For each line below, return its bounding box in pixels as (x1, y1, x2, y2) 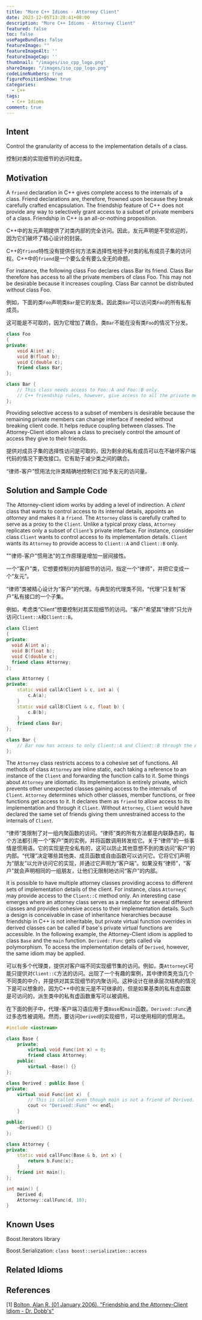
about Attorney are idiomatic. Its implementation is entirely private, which (6, 778, 188, 785)
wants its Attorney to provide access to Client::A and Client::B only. (6, 540, 179, 547)
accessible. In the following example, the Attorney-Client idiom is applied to (6, 930, 193, 937)
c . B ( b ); (28, 709, 47, 715)
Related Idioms (6, 1264, 63, 1275)
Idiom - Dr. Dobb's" (6, 1307, 54, 1315)
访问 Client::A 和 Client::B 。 (6, 613, 76, 620)
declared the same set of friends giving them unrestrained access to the (6, 810, 185, 818)
